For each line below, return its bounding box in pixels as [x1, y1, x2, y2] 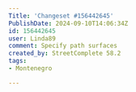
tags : [8, 57, 27, 65]
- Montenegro [8, 65, 53, 73]
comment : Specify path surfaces [8, 42, 117, 50]
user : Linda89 [8, 34, 57, 43]
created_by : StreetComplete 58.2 [8, 49, 121, 57]
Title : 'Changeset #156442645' [8, 11, 114, 20]
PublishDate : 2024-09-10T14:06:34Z [8, 19, 129, 27]
